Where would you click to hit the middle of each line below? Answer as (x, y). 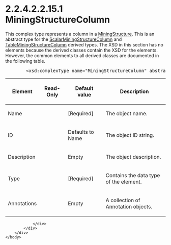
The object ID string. (130, 135)
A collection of (123, 200)
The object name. (126, 113)
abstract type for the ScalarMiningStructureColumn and (64, 39)
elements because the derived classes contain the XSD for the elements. (81, 50)
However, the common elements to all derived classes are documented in (82, 55)
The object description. (133, 157)
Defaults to (81, 132)
